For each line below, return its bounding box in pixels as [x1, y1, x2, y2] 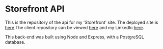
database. [5, 39, 26, 45]
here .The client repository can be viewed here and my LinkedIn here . [5, 24, 144, 30]
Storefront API [5, 3, 65, 15]
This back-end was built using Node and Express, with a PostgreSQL [5, 34, 144, 40]
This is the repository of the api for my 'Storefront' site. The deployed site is [5, 19, 159, 25]
